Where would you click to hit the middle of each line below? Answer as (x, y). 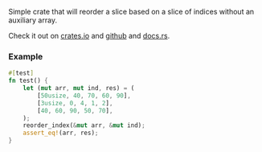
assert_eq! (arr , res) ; (61, 133)
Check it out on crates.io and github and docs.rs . (89, 36)
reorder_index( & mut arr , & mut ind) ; (84, 125)
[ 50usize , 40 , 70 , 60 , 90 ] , (84, 96)
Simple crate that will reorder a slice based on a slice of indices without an (131, 12)
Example (26, 56)
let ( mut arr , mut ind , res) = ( (79, 88)
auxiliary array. (33, 20)
